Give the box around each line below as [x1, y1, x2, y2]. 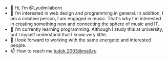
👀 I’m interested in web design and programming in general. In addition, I [10, 10, 164, 16]
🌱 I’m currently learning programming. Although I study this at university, [10, 26, 164, 32]
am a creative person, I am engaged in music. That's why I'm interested [10, 16, 161, 21]
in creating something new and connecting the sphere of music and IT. [10, 21, 160, 27]
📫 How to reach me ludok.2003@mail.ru [10, 48, 97, 54]
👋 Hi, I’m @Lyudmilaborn [10, 5, 62, 11]
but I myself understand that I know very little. [10, 32, 108, 37]
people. [10, 42, 27, 48]
